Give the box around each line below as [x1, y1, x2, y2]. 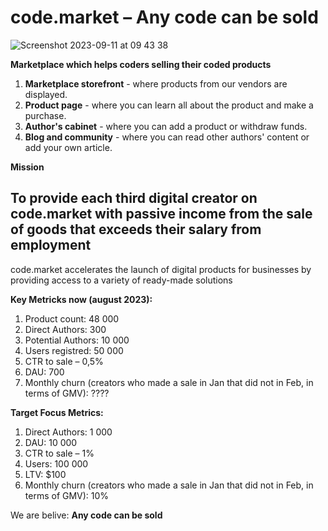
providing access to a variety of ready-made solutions [10, 274, 233, 286]
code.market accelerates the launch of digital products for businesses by [10, 263, 312, 275]
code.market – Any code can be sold [10, 6, 319, 29]
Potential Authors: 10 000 [24, 334, 130, 346]
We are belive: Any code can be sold [10, 509, 163, 521]
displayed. [24, 88, 68, 100]
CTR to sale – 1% [24, 447, 95, 459]
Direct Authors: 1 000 [24, 426, 113, 438]
